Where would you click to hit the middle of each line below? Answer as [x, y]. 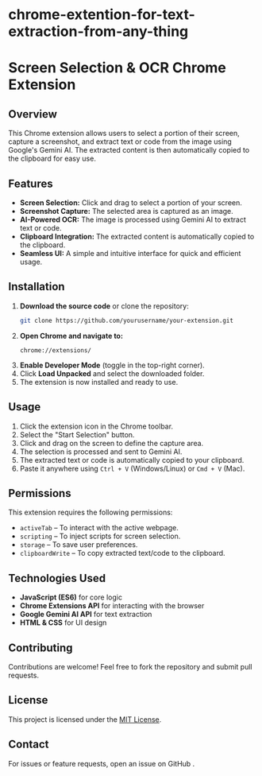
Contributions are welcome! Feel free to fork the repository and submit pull [130, 666]
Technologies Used [57, 578]
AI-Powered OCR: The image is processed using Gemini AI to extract [133, 219]
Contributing [40, 648]
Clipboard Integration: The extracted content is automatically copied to [137, 237]
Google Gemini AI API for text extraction [86, 615]
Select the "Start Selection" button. [77, 434]
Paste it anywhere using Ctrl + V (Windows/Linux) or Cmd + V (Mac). [132, 468]
